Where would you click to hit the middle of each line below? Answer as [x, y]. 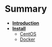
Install [19, 28]
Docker [27, 39]
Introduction [25, 23]
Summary [26, 9]
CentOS [28, 34]
